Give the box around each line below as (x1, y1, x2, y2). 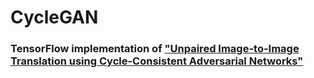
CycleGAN (10, 6, 99, 29)
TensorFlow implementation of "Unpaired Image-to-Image (10, 42, 300, 56)
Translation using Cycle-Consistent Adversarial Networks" (10, 54, 304, 68)
